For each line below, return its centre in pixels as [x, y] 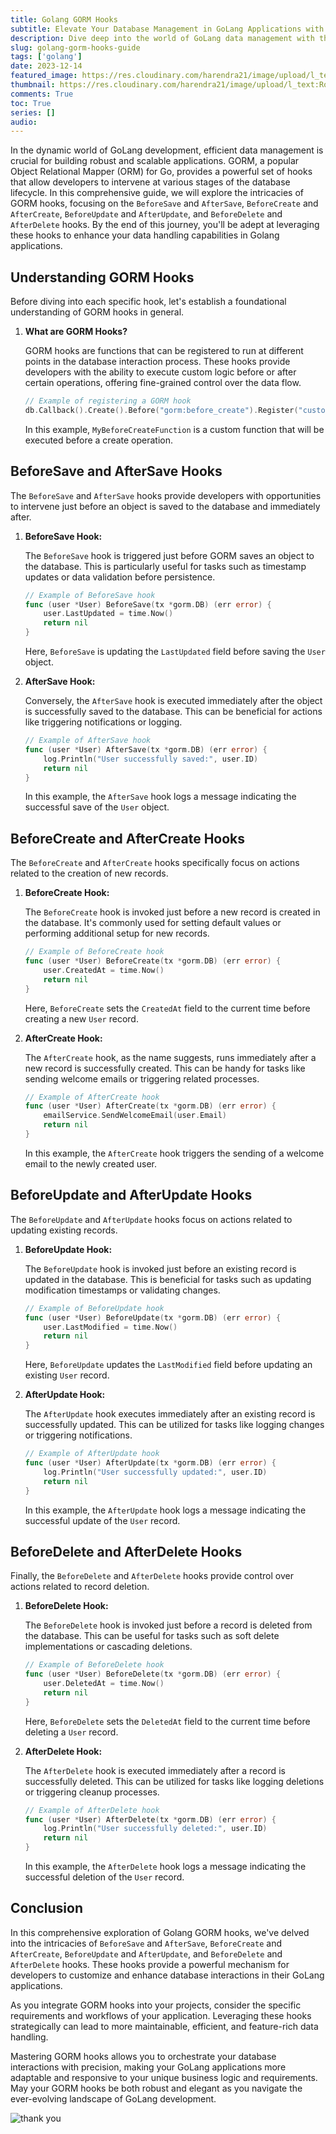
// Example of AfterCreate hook [92, 1097]
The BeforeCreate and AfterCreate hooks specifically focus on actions [155, 863]
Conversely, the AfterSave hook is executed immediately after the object [173, 700]
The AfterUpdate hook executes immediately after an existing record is [170, 1414]
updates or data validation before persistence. [120, 577]
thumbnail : [33, 85]
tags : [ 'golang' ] [46, 57]
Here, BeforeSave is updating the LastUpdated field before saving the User [175, 651]
